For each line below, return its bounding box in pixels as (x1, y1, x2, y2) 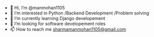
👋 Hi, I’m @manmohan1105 (10, 5, 65, 10)
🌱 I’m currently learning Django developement (10, 15, 106, 21)
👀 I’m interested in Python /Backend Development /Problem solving (10, 10, 149, 16)
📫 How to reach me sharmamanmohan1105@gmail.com (10, 26, 126, 32)
